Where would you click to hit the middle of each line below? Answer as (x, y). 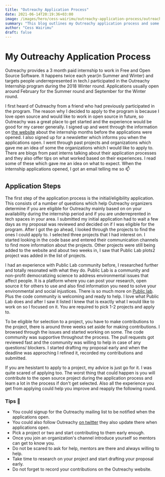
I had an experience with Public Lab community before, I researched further (82, 265)
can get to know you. (33, 443)
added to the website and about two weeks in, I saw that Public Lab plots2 (80, 250)
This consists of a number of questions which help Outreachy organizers (79, 203)
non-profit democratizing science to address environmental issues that (77, 275)
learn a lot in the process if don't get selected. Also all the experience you (80, 383)
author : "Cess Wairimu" (29, 28)
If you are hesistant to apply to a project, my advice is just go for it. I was (79, 367)
